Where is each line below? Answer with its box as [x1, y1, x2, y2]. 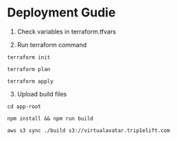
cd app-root [7, 103, 41, 110]
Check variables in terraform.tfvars [16, 27, 117, 36]
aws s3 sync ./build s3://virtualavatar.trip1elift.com [7, 127, 170, 134]
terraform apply [7, 77, 54, 85]
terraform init [7, 53, 51, 61]
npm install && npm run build [7, 115, 94, 122]
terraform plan [7, 66, 51, 73]
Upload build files [16, 90, 67, 98]
